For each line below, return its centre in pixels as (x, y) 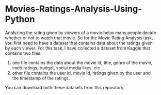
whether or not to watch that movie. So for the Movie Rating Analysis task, (79, 38)
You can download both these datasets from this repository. (65, 87)
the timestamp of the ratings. (41, 78)
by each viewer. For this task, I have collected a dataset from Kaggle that (78, 48)
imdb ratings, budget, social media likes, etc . (57, 68)
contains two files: (24, 53)
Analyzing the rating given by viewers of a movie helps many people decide (80, 32)
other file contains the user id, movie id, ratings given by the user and (81, 73)
